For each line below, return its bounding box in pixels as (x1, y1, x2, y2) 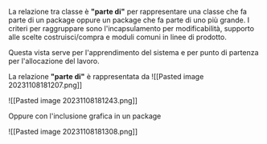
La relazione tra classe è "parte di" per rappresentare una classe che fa (8, 7, 248, 16)
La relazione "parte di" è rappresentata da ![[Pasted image (8, 72, 204, 81)
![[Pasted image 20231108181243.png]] (8, 96, 138, 105)
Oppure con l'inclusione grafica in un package (8, 111, 162, 121)
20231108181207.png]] (8, 80, 83, 90)
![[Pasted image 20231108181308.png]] (8, 127, 138, 136)
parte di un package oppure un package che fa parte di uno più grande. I (8, 15, 250, 25)
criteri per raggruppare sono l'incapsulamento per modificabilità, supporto (8, 24, 255, 33)
